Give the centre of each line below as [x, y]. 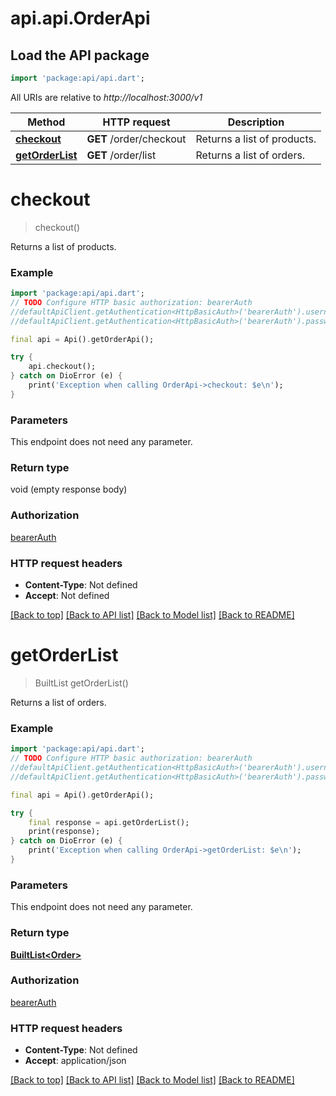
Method [46, 122]
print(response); [64, 832]
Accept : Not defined [67, 596]
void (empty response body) [69, 489]
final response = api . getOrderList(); [109, 822]
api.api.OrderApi [80, 18]
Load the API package [80, 55]
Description [256, 122]
